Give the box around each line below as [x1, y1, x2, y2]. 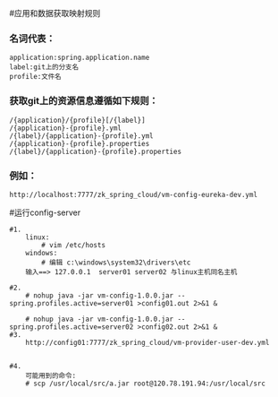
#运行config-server [9, 207, 81, 218]
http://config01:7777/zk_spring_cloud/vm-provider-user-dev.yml [25, 338, 270, 347]
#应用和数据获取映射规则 [9, 8, 101, 18]
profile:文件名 [9, 73, 62, 82]
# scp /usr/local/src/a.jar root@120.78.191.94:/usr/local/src [25, 379, 266, 388]
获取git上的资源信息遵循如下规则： [9, 95, 159, 108]
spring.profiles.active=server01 [9, 298, 134, 307]
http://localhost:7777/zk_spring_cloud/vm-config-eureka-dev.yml [9, 190, 257, 199]
